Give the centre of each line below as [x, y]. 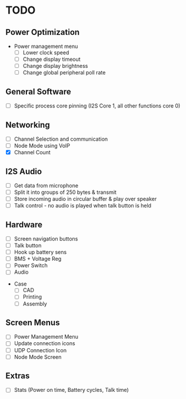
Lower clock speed [46, 53]
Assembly [35, 304]
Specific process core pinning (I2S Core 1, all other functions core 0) [97, 106]
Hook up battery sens [40, 252]
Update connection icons [44, 343]
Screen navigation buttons [46, 239]
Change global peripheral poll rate [64, 73]
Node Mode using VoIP [42, 146]
